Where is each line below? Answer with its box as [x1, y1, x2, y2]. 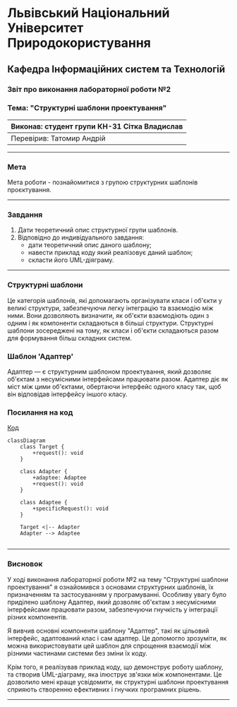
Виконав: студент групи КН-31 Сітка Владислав [11, 121, 183, 131]
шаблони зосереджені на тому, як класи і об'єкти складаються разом [7, 326, 219, 335]
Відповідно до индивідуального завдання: [17, 233, 145, 242]
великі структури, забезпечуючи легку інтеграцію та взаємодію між [7, 304, 214, 312]
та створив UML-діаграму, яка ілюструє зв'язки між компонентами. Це [7, 670, 222, 679]
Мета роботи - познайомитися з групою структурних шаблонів [7, 178, 198, 186]
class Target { [20, 444, 65, 451]
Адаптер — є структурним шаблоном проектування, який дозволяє [7, 367, 212, 376]
